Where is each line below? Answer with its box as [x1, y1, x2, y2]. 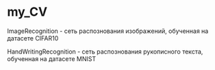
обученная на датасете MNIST [7, 54, 97, 62]
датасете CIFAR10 [7, 34, 59, 42]
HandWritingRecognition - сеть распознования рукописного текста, [7, 47, 203, 56]
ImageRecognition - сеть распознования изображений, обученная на [7, 27, 209, 35]
